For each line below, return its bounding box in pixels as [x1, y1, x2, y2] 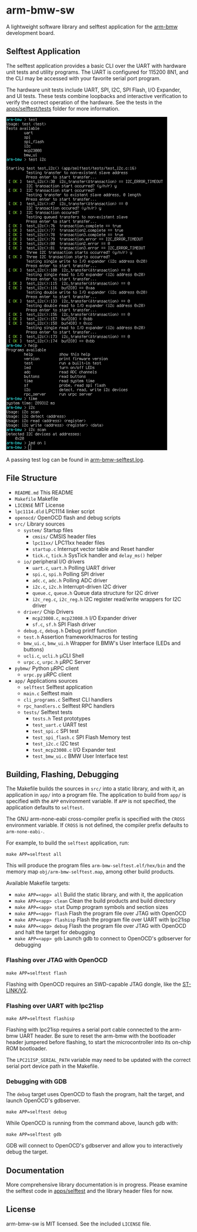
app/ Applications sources [14, 677, 78, 684]
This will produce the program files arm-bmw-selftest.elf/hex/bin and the [6, 862, 185, 869]
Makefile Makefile [14, 495, 59, 502]
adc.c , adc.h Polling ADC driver [32, 576, 108, 584]
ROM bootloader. [6, 1045, 48, 1052]
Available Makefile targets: [6, 879, 71, 886]
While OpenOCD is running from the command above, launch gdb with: [6, 1120, 178, 1127]
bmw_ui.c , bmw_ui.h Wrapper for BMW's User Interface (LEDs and [23, 639, 181, 647]
